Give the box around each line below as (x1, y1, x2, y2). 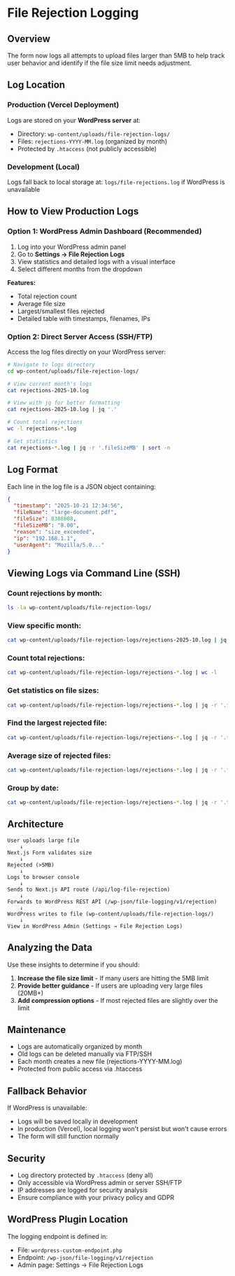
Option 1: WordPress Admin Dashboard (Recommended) (7, 226, 202, 236)
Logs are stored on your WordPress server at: (7, 116, 141, 124)
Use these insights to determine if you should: (7, 960, 140, 969)
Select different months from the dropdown (17, 265, 143, 273)
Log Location (7, 79, 65, 91)
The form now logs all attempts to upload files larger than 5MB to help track (7, 51, 225, 60)
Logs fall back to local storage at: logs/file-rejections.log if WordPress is (7, 177, 225, 186)
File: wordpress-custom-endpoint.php (17, 1245, 122, 1254)
